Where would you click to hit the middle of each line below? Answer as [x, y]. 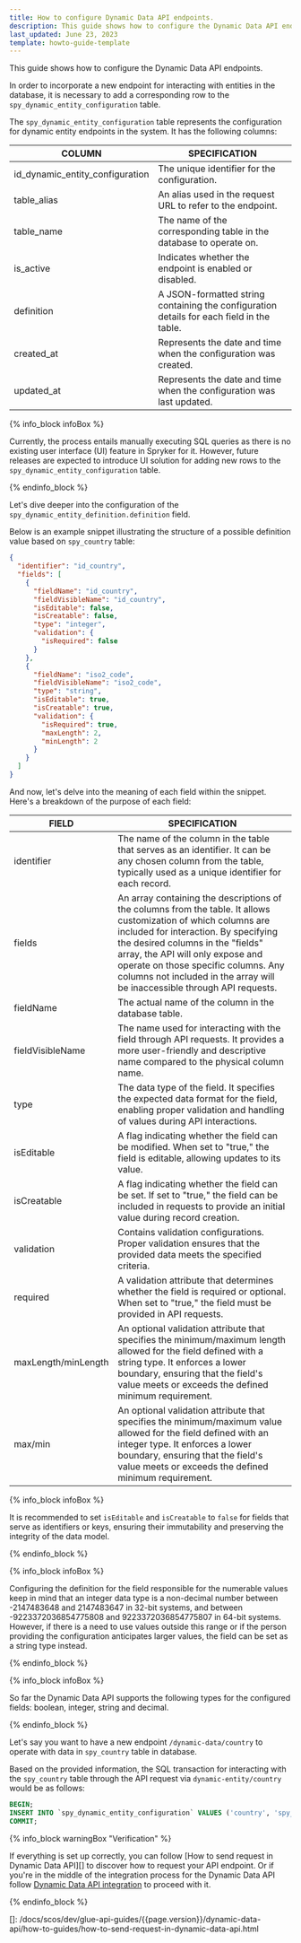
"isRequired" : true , [80, 724]
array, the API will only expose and [190, 954]
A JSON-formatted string [211, 294]
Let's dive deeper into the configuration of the [94, 505]
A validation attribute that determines [196, 1280]
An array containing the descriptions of [200, 898]
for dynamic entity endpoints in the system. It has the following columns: [143, 132]
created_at [36, 353]
